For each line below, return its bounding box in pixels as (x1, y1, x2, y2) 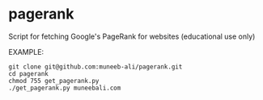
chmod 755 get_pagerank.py (8, 77, 100, 85)
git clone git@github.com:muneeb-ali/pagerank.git (8, 62, 183, 71)
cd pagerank (8, 69, 49, 77)
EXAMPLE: (8, 47, 45, 56)
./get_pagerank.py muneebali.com (8, 84, 121, 92)
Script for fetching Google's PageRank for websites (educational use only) (8, 31, 256, 41)
